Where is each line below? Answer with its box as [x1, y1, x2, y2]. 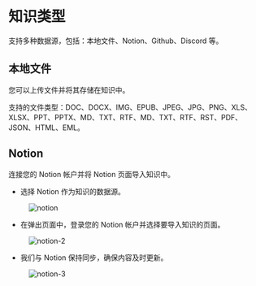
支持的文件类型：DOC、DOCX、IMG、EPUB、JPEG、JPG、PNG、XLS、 [8, 102, 252, 112]
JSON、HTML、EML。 [8, 123, 85, 132]
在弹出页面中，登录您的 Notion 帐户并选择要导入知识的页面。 [20, 219, 225, 229]
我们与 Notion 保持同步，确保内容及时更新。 [20, 253, 168, 262]
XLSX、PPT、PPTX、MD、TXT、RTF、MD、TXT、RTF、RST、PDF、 [8, 112, 242, 122]
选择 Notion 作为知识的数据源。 [20, 186, 126, 196]
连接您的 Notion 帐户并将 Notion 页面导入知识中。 [8, 169, 175, 179]
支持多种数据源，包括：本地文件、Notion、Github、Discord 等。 [8, 36, 223, 45]
